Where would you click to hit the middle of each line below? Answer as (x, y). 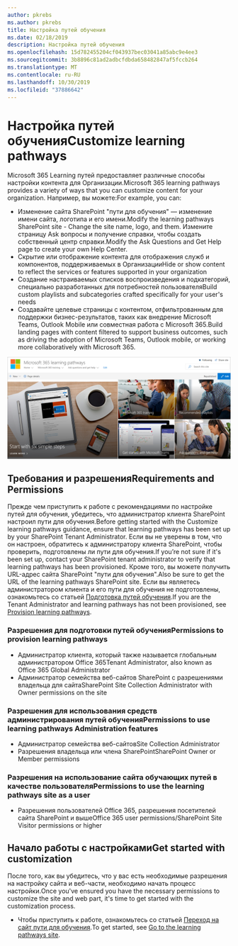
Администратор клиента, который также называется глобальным (117, 655)
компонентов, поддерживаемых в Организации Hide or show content (121, 264)
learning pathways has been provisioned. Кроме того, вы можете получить (119, 567)
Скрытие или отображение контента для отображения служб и (114, 257)
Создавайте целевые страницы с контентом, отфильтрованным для (120, 310)
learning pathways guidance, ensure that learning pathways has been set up (119, 529)
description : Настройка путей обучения (66, 45)
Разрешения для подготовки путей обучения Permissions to (115, 631)
